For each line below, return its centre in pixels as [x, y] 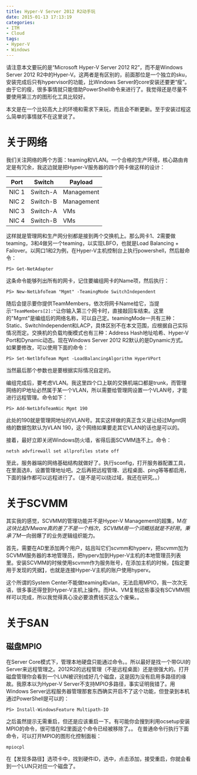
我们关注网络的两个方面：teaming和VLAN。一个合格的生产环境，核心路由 [95, 160]
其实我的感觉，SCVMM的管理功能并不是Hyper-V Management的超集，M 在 [96, 521]
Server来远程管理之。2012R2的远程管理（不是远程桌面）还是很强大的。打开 [98, 669]
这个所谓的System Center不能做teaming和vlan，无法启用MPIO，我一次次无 [97, 582]
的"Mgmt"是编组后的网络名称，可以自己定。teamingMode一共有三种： [91, 318]
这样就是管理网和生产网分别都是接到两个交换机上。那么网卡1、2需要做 [91, 236]
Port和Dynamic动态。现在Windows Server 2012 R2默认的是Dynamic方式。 [96, 340]
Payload [81, 182]
